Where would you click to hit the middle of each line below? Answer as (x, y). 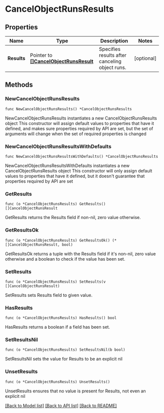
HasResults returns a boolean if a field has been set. (58, 327)
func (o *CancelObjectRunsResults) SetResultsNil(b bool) (65, 350)
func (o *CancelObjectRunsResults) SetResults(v (55, 282)
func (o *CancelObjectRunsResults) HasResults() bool (61, 318)
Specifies (110, 49)
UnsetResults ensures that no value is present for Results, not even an (76, 391)
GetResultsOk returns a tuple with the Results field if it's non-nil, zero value (81, 254)
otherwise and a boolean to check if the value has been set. (65, 259)
